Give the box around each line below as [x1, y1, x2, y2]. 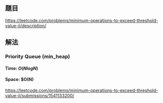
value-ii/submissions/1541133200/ [5, 92, 75, 99]
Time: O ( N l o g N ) [5, 65, 39, 71]
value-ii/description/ [5, 23, 46, 28]
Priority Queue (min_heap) [5, 53, 70, 60]
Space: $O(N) [5, 77, 34, 82]
